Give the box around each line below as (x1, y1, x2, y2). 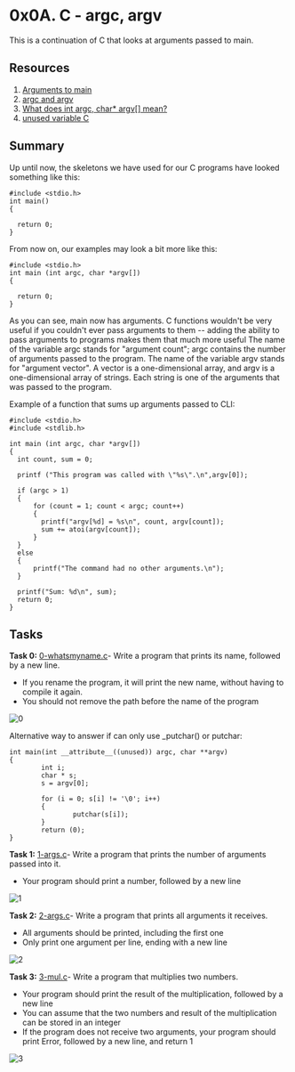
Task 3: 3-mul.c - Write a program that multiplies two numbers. (9, 971, 238, 982)
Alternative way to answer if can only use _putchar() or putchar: (9, 731, 243, 742)
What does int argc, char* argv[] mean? (21, 103, 168, 114)
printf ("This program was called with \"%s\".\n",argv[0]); (17, 470, 249, 479)
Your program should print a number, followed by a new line (21, 876, 242, 887)
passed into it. (9, 858, 61, 869)
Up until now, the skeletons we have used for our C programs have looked (9, 162, 280, 173)
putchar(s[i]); (72, 810, 129, 819)
